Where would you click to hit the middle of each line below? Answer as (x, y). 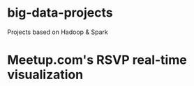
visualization (45, 75)
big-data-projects (60, 13)
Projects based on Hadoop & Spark (58, 32)
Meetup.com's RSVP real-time (97, 60)
